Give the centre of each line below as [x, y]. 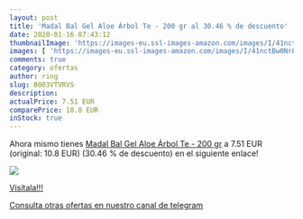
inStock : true [36, 118]
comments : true [38, 59]
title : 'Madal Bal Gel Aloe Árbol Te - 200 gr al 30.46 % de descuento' [149, 26]
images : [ [28, 51]
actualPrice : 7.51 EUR [52, 101]
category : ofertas [44, 68]
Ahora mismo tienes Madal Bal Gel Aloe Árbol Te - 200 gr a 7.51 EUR [136, 144]
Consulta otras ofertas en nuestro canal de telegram [106, 205]
